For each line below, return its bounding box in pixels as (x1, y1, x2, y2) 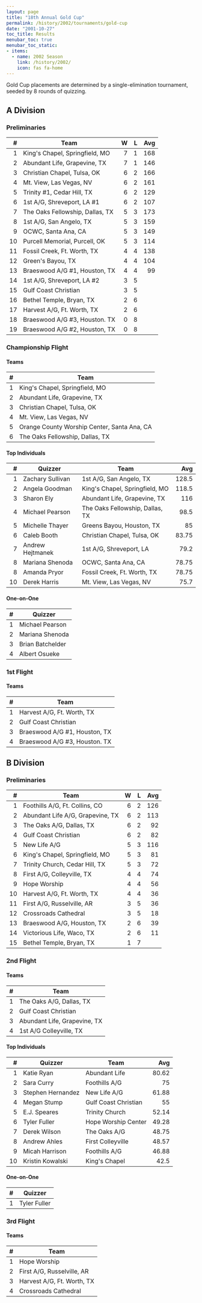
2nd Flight (6, 957, 37, 965)
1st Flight (6, 667, 34, 676)
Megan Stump (23, 1098, 63, 1106)
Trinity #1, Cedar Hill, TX (23, 188, 93, 196)
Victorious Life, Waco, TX (23, 929, 95, 937)
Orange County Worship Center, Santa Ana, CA (19, 423, 152, 431)
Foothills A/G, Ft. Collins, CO (23, 802, 103, 810)
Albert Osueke (19, 649, 60, 658)
